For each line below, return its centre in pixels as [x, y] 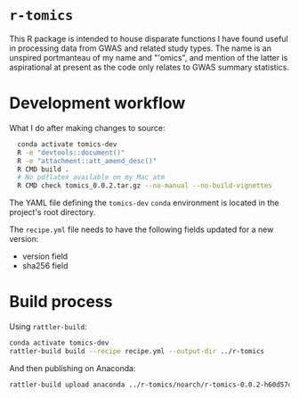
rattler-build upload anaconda [67, 385]
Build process [61, 302]
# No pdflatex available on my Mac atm [91, 178]
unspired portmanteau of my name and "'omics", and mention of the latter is [149, 57]
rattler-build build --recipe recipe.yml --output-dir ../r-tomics [137, 351]
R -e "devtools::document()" [71, 153]
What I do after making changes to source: [87, 128]
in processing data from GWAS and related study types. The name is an [140, 48]
